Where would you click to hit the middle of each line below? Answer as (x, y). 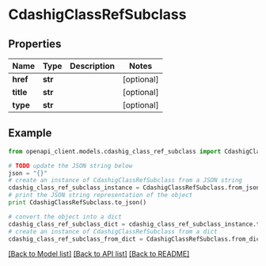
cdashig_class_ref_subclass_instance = (74, 188)
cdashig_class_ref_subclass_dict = (67, 224)
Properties (35, 44)
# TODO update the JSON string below (70, 165)
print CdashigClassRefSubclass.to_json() (78, 203)
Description (92, 66)
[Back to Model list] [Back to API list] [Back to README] (99, 254)
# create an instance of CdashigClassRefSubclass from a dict (113, 231)
